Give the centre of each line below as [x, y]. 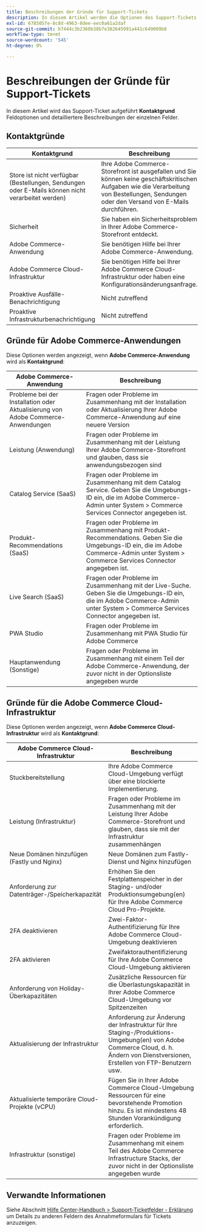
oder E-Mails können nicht [48, 190]
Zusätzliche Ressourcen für [148, 977]
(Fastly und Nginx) [36, 862]
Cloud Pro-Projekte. [137, 910]
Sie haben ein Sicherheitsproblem [149, 219]
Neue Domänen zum [138, 855]
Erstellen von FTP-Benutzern [150, 1063]
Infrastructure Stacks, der [145, 1159]
